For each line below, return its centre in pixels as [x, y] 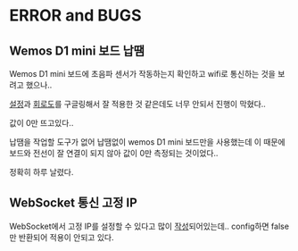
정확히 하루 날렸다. [41, 172]
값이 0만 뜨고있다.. [41, 123]
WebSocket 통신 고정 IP [74, 203]
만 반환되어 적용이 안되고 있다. [62, 237]
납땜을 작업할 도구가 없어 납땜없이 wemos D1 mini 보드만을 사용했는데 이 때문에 [147, 142]
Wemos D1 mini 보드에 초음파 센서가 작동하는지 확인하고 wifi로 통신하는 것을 [143, 74]
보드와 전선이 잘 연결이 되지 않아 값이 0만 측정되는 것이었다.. [114, 153]
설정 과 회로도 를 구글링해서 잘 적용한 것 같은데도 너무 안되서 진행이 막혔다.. [137, 104]
